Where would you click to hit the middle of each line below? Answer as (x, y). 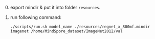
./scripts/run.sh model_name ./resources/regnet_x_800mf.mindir (80, 27)
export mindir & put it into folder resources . (55, 7)
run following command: (36, 17)
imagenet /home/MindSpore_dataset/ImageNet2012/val (66, 31)
